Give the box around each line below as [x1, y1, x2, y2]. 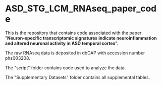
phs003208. [5, 55, 31, 61]
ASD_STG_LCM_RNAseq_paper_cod [5, 3, 157, 14]
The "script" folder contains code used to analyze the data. [5, 65, 126, 71]
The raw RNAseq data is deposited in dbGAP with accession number [5, 50, 145, 56]
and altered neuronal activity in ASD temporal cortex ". [5, 40, 118, 46]
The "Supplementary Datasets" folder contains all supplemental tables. [5, 74, 150, 80]
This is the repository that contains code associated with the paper [5, 30, 142, 36]
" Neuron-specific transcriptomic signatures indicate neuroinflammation [5, 35, 157, 41]
